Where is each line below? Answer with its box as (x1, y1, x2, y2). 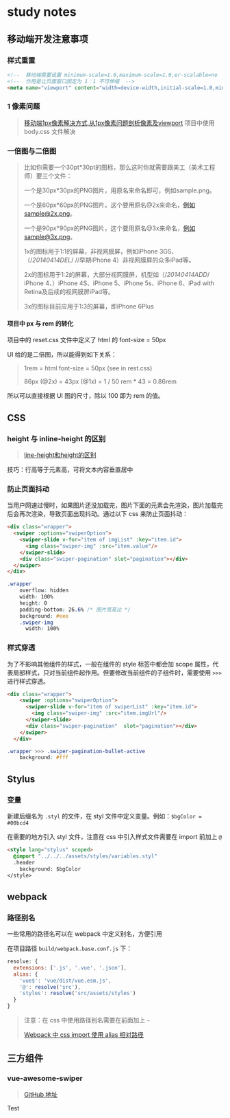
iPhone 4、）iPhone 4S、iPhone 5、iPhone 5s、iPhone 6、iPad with (23, 279, 214, 287)
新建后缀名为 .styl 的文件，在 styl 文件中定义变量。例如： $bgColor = (7, 812, 202, 820)
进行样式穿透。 (7, 677, 49, 685)
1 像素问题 (7, 102, 40, 111)
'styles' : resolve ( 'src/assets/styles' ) (19, 990, 136, 997)
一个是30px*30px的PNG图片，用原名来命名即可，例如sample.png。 (23, 186, 216, 194)
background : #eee (19, 612, 69, 619)
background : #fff (19, 754, 69, 761)
